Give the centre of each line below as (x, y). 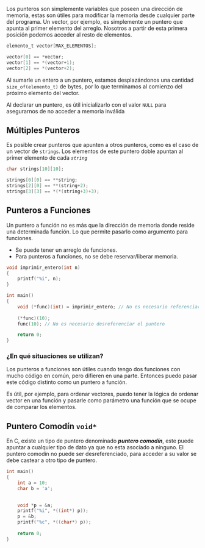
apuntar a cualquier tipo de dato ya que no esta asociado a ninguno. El (95, 447)
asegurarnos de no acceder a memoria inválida (66, 111)
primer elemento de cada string (47, 158)
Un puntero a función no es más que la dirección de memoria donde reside (101, 225)
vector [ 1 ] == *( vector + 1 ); (41, 62)
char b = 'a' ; (35, 488)
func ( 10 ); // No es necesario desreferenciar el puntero (91, 324)
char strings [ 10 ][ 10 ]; (35, 169)
